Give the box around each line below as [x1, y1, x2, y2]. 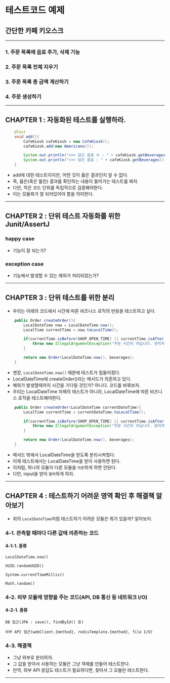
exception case [5, 260, 44, 267]
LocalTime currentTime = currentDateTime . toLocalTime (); [23, 409, 146, 415]
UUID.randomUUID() [5, 563, 44, 568]
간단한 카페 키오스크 [5, 26, 64, 35]
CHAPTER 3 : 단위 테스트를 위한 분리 [5, 293, 115, 302]
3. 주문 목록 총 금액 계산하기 [5, 78, 69, 85]
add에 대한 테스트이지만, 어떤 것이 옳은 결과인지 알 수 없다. [12, 172, 129, 178]
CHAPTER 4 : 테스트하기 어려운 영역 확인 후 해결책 [5, 492, 155, 500]
